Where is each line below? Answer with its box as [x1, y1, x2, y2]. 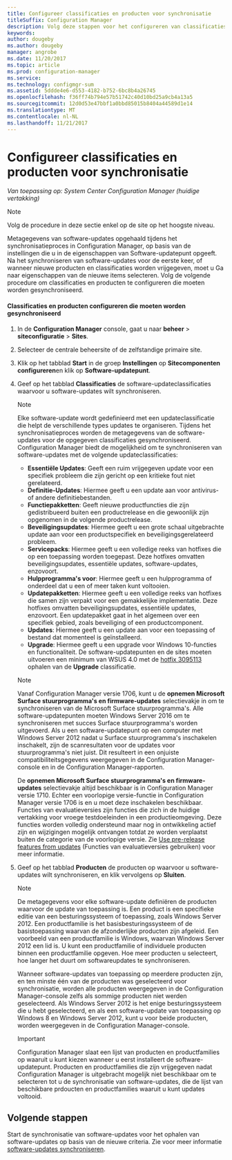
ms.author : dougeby [7, 42, 64, 49]
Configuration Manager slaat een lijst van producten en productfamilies [17, 1048, 220, 1056]
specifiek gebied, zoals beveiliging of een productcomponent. [27, 618, 204, 626]
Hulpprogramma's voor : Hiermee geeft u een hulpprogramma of [27, 574, 212, 582]
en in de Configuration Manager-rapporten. [41, 763, 165, 771]
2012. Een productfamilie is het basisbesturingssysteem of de [17, 919, 193, 927]
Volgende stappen [7, 1112, 88, 1124]
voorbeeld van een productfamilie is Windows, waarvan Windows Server [17, 934, 224, 942]
